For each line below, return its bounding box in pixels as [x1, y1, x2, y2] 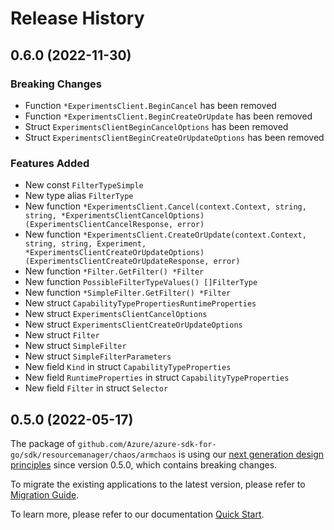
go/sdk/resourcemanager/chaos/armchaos [10, 450, 177, 460]
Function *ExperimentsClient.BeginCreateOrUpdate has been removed [24, 110, 313, 122]
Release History [10, 7, 145, 30]
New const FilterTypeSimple [24, 179, 144, 191]
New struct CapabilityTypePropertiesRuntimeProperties [24, 297, 257, 309]
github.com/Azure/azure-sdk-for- [77, 439, 217, 449]
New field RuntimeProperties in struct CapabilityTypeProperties [24, 372, 290, 384]
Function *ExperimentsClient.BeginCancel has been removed [24, 99, 277, 111]
